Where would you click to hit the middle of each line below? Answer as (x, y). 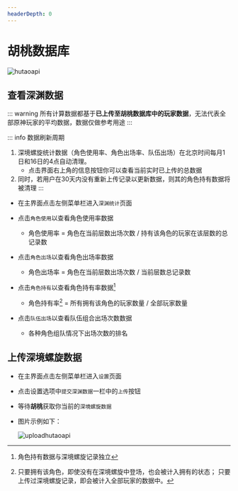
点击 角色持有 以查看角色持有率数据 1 (67, 287)
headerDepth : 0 (30, 14)
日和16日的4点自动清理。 (54, 162)
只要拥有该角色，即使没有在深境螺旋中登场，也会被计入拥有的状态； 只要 (124, 471)
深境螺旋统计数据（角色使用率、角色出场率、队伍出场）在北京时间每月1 (121, 152)
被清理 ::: (30, 188)
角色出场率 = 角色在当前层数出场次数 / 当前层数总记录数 (109, 272)
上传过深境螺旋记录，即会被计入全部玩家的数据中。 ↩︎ (96, 480)
